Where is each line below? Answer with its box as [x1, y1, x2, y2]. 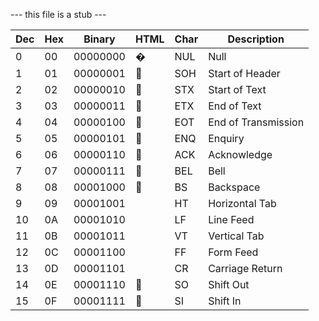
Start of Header [208, 67, 281, 80]
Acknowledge [208, 148, 273, 161]
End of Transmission [208, 115, 305, 129]
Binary [83, 32, 116, 46]
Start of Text [208, 83, 267, 96]
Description [227, 32, 285, 46]
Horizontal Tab [208, 197, 277, 210]
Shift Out [208, 278, 250, 291]
